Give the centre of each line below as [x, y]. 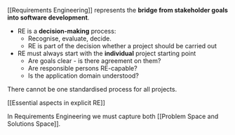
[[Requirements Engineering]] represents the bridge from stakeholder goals [117, 10]
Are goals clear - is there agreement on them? [94, 61]
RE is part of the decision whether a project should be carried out [122, 46]
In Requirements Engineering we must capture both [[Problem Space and [113, 116]
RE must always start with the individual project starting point [107, 53]
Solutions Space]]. [34, 124]
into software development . [48, 17]
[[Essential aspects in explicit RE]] [56, 103]
